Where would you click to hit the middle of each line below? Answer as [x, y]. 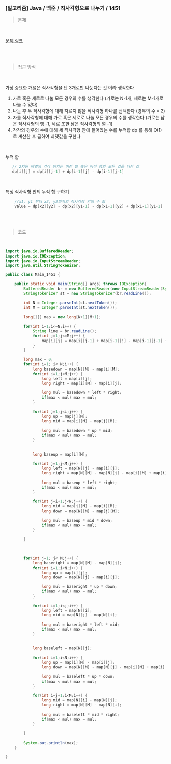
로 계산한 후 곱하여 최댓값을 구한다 [47, 136]
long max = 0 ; [38, 360]
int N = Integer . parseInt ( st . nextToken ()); [70, 303]
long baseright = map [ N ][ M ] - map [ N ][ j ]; [77, 563]
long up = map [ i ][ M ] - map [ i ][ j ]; [78, 663]
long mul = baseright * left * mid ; [80, 625]
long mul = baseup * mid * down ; [77, 520]
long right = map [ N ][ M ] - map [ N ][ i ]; [82, 705]
